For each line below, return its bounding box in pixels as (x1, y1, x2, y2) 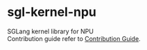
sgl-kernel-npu (7, 4, 97, 20)
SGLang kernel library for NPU (7, 27, 94, 35)
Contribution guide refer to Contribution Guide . (7, 34, 141, 42)
